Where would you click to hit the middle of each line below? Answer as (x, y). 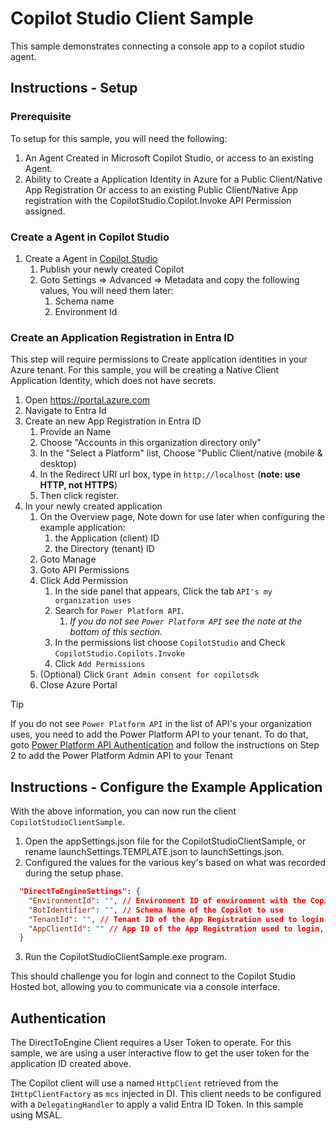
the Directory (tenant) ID (104, 549)
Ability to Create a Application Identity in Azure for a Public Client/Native (173, 179)
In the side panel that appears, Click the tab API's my (163, 591)
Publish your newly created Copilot (112, 269)
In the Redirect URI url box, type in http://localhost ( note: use (170, 474)
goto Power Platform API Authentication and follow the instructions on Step (165, 745)
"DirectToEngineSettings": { (80, 892)
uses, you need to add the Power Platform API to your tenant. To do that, (159, 734)
